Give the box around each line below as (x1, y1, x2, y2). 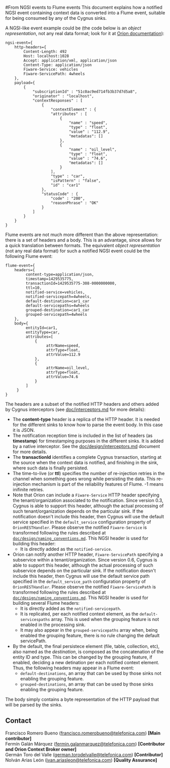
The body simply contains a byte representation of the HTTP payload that (5, 696, 159, 702)
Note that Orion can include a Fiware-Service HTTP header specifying (12, 492, 160, 498)
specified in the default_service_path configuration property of (12, 578, 146, 584)
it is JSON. (12, 427, 35, 433)
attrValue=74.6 (46, 374, 79, 379)
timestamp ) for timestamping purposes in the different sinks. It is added (12, 438, 164, 444)
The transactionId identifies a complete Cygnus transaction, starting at (12, 454, 162, 460)
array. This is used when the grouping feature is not (51, 616, 159, 622)
